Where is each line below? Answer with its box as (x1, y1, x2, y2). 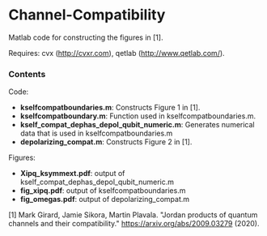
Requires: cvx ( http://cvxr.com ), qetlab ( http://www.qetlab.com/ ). (8, 48, 225, 58)
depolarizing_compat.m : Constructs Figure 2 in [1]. (19, 137, 193, 147)
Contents (8, 68, 46, 79)
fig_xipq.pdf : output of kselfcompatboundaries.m (19, 186, 186, 195)
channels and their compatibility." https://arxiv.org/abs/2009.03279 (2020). (8, 219, 260, 229)
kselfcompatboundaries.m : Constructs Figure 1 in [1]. (19, 103, 201, 113)
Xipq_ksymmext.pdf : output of (19, 169, 125, 178)
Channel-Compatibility (8, 6, 166, 24)
